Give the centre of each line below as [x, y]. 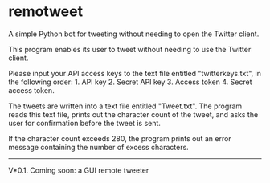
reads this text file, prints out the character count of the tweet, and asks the [133, 114]
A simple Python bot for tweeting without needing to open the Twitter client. [134, 34]
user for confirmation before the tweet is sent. [84, 123]
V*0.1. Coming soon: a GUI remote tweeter [79, 170]
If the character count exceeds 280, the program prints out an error [120, 138]
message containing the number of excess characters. [98, 147]
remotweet [45, 12]
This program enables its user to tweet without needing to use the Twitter [130, 49]
